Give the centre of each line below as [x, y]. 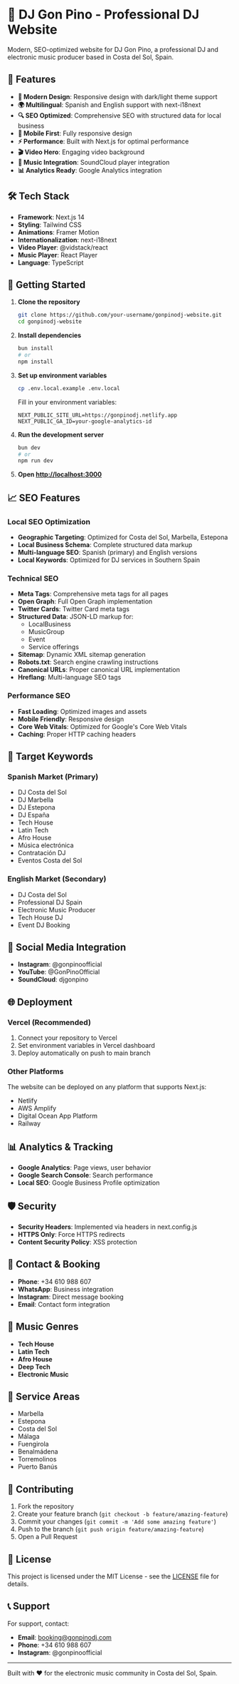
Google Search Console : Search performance [85, 1175]
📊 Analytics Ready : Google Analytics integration [90, 170]
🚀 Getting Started [47, 285]
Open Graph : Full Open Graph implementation [85, 601]
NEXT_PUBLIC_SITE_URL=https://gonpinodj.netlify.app [97, 415]
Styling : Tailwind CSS [49, 225]
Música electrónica [46, 845]
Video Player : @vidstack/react [63, 247]
